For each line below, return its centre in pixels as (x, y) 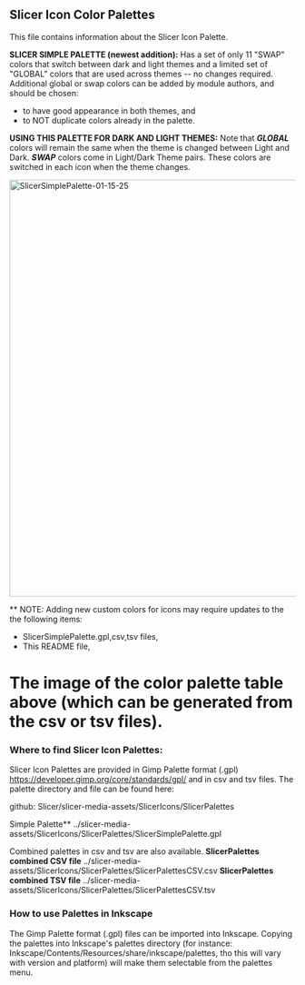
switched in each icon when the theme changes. (100, 166)
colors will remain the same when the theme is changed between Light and (150, 147)
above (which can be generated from (151, 702)
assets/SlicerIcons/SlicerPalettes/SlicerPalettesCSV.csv (113, 871)
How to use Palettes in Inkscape (81, 914)
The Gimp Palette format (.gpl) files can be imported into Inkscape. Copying (151, 933)
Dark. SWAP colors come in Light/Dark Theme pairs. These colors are (140, 157)
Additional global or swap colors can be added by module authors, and (142, 83)
